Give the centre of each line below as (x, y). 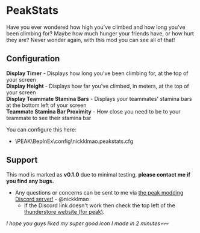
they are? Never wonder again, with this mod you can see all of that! (91, 40)
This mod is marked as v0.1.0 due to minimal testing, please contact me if (98, 174)
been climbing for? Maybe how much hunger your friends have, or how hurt (100, 33)
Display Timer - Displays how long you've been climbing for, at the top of (97, 73)
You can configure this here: (41, 129)
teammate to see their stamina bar (49, 118)
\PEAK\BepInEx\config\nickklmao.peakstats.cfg (74, 141)
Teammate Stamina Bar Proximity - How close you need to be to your (93, 111)
